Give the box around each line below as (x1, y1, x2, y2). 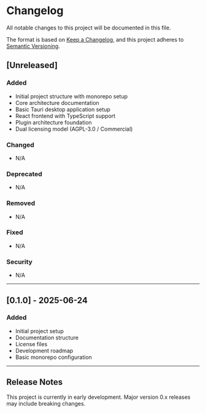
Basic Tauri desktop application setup (15, 106, 110, 113)
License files (15, 340, 48, 347)
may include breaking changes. (6, 399, 86, 407)
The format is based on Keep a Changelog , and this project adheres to (6, 36, 184, 43)
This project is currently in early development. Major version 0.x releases (6, 393, 191, 401)
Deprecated (6, 169, 43, 178)
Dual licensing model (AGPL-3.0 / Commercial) (15, 125, 133, 133)
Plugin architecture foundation (15, 118, 92, 126)
